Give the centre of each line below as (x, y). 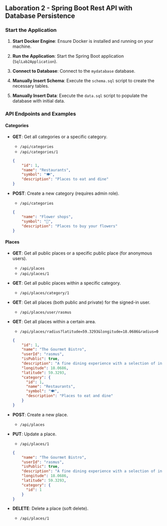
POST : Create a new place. (40, 414)
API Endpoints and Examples (41, 114)
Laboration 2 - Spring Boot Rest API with (69, 8)
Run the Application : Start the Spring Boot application (68, 56)
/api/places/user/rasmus (46, 312)
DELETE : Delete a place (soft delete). (50, 509)
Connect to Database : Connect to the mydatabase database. (74, 71)
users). (20, 258)
